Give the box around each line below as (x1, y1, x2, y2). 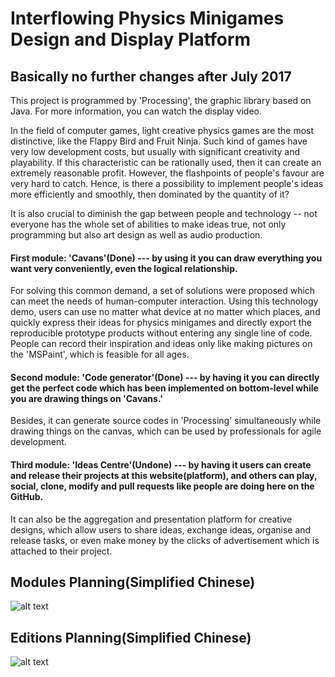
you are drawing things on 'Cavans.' (10, 392, 163, 404)
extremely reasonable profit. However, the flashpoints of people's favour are (10, 167, 325, 179)
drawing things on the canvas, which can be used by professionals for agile (10, 425, 322, 437)
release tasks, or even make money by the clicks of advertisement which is (10, 534, 320, 546)
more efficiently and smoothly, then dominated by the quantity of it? (10, 188, 290, 200)
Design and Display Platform (10, 28, 252, 51)
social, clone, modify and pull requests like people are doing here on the (10, 480, 315, 492)
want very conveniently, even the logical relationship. (10, 262, 238, 274)
